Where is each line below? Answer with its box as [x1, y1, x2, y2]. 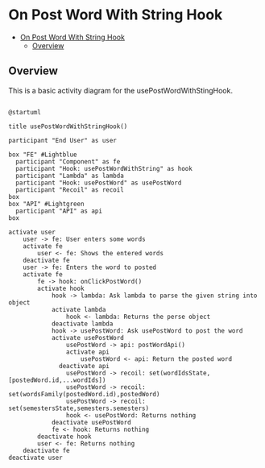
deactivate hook [37, 433, 92, 441]
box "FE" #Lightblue [8, 151, 78, 159]
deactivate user [8, 454, 63, 462]
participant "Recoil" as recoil [15, 185, 125, 194]
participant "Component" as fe [15, 157, 121, 166]
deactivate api [59, 362, 110, 370]
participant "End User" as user [8, 136, 117, 144]
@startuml [8, 108, 42, 116]
